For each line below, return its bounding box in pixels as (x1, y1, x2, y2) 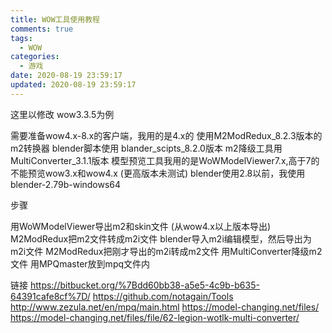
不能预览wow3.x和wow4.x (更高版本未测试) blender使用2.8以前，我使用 (10, 167, 306, 179)
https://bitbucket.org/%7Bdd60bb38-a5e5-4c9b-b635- (29, 279, 260, 291)
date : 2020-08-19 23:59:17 (10, 71, 123, 81)
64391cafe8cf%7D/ (10, 290, 91, 302)
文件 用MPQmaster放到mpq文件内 (10, 257, 151, 270)
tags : (10, 33, 33, 43)
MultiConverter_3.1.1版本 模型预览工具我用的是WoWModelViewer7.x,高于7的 (10, 154, 320, 166)
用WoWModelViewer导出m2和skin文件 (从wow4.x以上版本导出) (10, 220, 272, 232)
